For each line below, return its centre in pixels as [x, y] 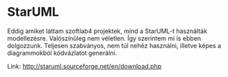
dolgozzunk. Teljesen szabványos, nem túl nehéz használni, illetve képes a [114, 45]
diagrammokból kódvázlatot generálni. [62, 53]
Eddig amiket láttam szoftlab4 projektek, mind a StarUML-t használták [107, 31]
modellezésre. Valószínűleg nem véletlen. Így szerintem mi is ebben [104, 38]
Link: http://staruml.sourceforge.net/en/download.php [84, 66]
